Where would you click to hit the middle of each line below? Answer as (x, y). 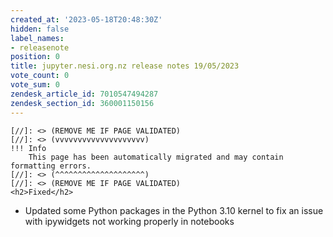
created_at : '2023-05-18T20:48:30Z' (86, 19)
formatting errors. (51, 166)
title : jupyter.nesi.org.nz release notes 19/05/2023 (125, 66)
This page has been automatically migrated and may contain (156, 157)
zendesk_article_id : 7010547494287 (84, 94)
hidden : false (40, 29)
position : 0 (35, 57)
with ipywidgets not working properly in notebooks (129, 221)
